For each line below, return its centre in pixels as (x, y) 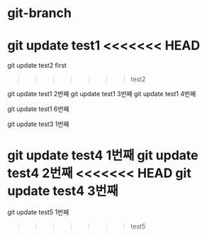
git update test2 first (37, 65)
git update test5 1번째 (38, 212)
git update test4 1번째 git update (103, 156)
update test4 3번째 (63, 191)
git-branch (40, 13)
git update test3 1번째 (38, 124)
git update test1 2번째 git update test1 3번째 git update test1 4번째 (102, 94)
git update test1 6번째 (38, 109)
